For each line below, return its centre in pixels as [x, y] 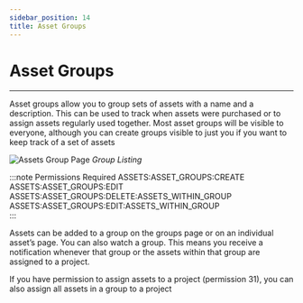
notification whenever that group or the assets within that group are [135, 252]
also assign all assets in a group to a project [91, 289]
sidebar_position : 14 [50, 18]
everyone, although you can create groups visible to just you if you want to [148, 133]
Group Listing [117, 160]
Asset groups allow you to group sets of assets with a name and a [132, 104]
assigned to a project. [50, 262]
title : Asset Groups [48, 26]
